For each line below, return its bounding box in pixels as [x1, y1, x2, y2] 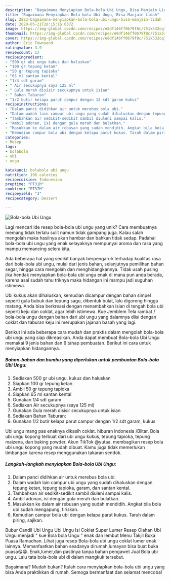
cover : [5, 36, 19, 41]
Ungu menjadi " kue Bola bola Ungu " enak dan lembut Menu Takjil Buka [5, 532, 156, 538]
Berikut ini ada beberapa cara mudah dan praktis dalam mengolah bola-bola [5, 329, 164, 335]
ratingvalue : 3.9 [5, 45, 42, 50]
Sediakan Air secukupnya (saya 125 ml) [12, 402, 95, 408]
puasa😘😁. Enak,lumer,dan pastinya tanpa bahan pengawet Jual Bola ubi [5, 549, 158, 555]
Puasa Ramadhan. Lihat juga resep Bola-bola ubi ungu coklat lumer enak [5, 537, 157, 543]
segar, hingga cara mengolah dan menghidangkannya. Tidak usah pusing [5, 266, 158, 272]
